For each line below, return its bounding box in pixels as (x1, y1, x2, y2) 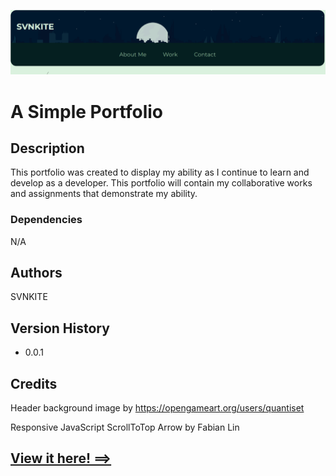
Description (10, 140, 85, 157)
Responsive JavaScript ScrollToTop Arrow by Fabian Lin (10, 421, 240, 434)
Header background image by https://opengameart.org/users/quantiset (10, 402, 305, 414)
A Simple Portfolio (10, 100, 164, 123)
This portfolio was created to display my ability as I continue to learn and (10, 166, 310, 179)
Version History (10, 320, 110, 337)
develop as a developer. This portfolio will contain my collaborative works (10, 177, 313, 189)
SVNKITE (10, 291, 48, 303)
